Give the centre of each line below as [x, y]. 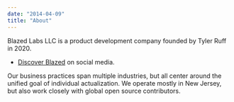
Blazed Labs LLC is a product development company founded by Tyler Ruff [117, 40]
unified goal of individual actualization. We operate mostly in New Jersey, [115, 83]
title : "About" [30, 21]
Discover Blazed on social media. [66, 62]
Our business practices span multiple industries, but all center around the [115, 76]
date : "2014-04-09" [36, 14]
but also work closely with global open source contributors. [94, 91]
